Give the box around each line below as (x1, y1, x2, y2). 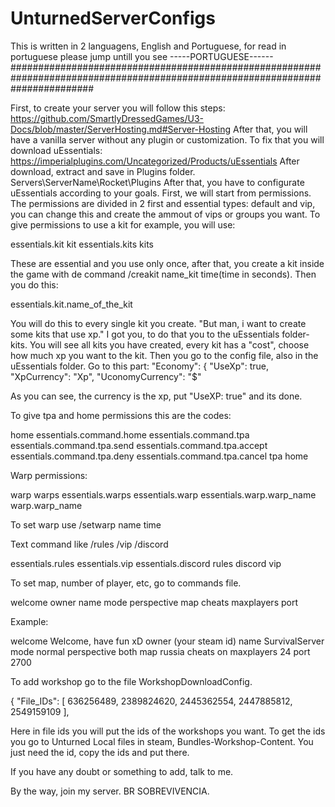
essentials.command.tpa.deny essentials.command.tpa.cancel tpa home (10, 450, 309, 462)
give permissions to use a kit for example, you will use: (10, 218, 236, 231)
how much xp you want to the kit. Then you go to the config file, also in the (10, 349, 319, 361)
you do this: (10, 278, 59, 291)
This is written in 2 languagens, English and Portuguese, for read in (10, 40, 287, 52)
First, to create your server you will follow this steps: (10, 102, 226, 114)
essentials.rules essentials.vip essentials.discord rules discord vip (10, 557, 282, 569)
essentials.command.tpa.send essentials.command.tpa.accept (10, 439, 268, 451)
